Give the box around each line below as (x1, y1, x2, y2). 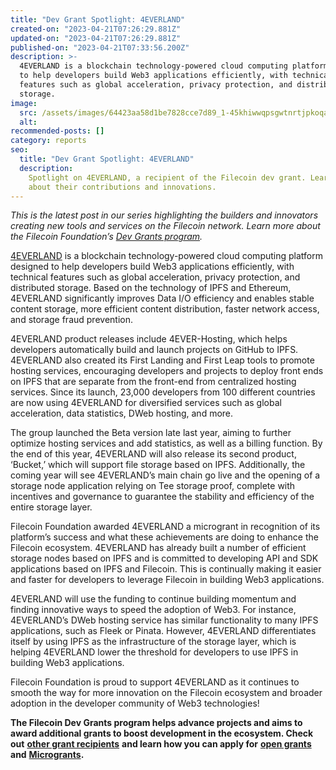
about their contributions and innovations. (28, 182, 217, 192)
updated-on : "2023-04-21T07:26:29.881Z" (10, 33, 182, 43)
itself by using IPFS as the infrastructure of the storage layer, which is (10, 636, 297, 648)
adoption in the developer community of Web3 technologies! (10, 697, 260, 710)
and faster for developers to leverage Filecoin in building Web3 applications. (10, 574, 325, 586)
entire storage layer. (10, 501, 93, 513)
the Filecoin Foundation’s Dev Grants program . (10, 231, 203, 243)
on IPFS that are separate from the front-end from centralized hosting (10, 376, 297, 388)
